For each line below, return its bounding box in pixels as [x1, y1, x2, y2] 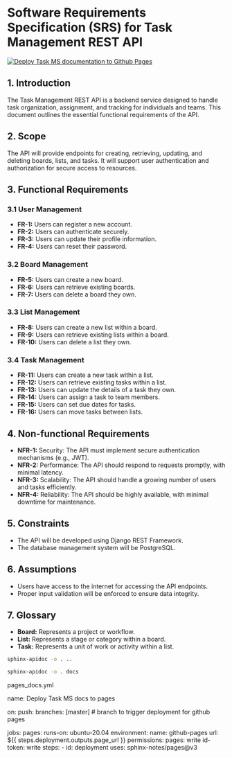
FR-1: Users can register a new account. [17, 220, 133, 229]
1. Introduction [7, 78, 71, 89]
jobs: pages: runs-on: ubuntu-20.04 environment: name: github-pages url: [7, 729, 219, 737]
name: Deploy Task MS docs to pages [7, 694, 116, 703]
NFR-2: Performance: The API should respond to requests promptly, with [17, 461, 226, 469]
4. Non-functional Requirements [7, 428, 150, 439]
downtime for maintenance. [17, 497, 96, 506]
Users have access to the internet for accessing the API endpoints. [17, 582, 208, 590]
